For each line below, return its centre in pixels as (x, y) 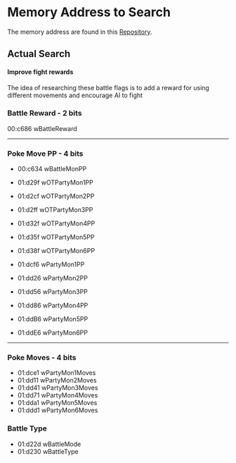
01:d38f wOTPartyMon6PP (56, 251)
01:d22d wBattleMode (49, 444)
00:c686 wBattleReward (42, 128)
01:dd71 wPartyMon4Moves (58, 395)
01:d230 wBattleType (48, 451)
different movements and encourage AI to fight (75, 95)
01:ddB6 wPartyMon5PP (53, 319)
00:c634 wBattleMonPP (52, 169)
